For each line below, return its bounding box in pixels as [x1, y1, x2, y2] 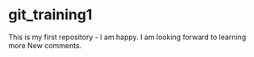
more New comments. [8, 40, 82, 50]
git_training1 [8, 6, 93, 24]
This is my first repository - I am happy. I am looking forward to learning [8, 32, 247, 42]
